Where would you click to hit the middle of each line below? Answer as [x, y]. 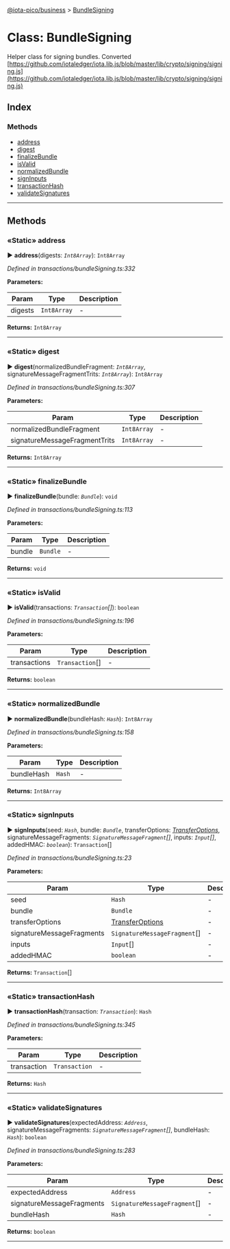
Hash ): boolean [27, 1137]
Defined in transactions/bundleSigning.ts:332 [71, 269]
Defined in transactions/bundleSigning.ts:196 [71, 621]
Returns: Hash [27, 1084]
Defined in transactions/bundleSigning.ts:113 [70, 509]
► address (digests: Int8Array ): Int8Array [66, 255]
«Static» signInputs [41, 815]
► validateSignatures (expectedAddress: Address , [78, 1123]
